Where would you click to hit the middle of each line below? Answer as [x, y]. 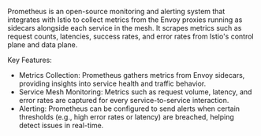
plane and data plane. [43, 45]
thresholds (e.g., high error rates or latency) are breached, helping [126, 117]
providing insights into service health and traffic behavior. [112, 83]
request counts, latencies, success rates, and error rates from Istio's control [130, 36]
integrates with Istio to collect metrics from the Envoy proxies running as [125, 20]
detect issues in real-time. [61, 125]
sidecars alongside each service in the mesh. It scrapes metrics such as [125, 28]
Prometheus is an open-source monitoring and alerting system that [116, 11]
